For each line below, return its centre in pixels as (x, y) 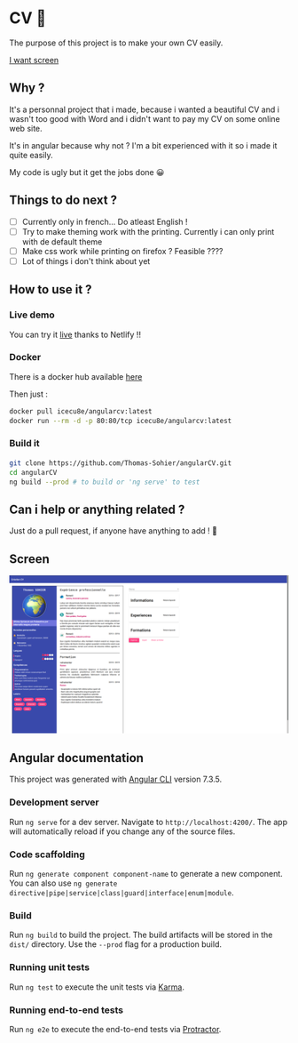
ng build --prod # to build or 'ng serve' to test (105, 482)
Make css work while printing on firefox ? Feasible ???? (122, 251)
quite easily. (31, 155)
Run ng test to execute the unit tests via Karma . (97, 987)
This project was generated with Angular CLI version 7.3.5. (116, 779)
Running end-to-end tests (67, 1010)
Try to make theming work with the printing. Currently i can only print (148, 231)
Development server (54, 802)
